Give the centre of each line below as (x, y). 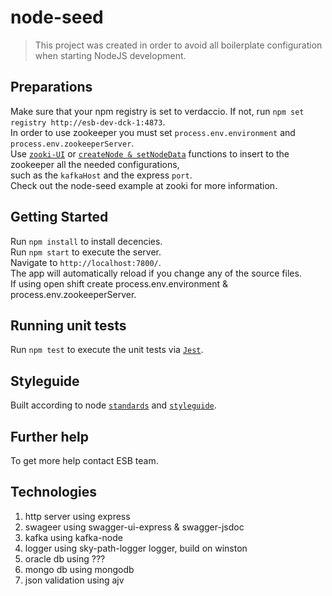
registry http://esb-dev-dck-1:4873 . (88, 122)
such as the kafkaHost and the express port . (101, 175)
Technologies (54, 492)
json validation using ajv (74, 580)
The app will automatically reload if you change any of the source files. (156, 273)
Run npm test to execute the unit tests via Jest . (107, 350)
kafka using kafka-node (73, 537)
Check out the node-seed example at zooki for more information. (144, 185)
